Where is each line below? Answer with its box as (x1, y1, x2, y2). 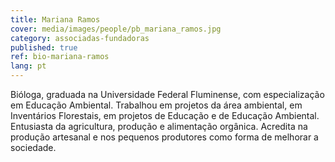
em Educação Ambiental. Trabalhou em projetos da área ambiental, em (10, 99, 303, 111)
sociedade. (10, 142, 57, 153)
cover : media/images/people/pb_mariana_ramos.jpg (10, 24, 222, 34)
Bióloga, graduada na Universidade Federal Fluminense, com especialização (10, 89, 325, 100)
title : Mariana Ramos (10, 14, 101, 25)
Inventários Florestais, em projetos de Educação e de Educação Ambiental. (10, 110, 320, 121)
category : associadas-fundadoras (10, 33, 150, 43)
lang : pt (10, 61, 47, 71)
